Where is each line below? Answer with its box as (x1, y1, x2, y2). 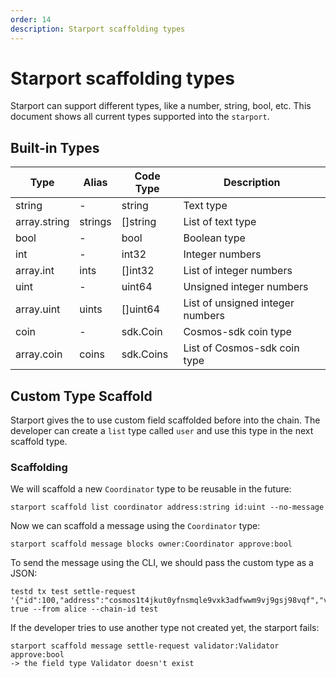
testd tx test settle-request (10, 587, 137, 597)
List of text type (183, 215, 257, 229)
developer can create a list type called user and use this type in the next (10, 425, 314, 437)
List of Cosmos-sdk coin (183, 341, 300, 355)
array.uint (15, 302, 61, 316)
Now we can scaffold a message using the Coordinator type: (10, 520, 261, 532)
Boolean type (183, 231, 246, 245)
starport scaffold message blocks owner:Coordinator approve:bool (10, 539, 293, 550)
